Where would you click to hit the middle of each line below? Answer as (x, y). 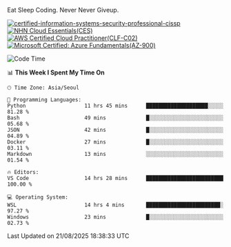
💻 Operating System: (38, 197)
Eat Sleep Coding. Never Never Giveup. (63, 10)
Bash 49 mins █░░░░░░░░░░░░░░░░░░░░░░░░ (115, 118)
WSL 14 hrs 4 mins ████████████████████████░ (115, 205)
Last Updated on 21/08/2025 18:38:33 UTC (68, 236)
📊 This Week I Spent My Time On (56, 72)
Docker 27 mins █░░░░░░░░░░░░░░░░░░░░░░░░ (115, 142)
